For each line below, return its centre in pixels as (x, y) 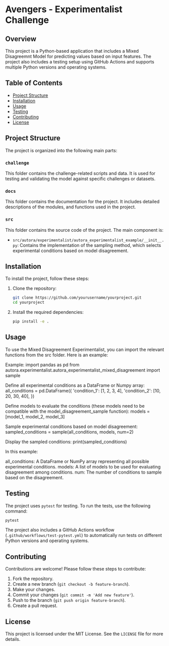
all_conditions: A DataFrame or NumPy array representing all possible (77, 461)
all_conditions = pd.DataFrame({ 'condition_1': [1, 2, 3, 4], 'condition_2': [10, (83, 390)
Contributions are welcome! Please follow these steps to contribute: (76, 569)
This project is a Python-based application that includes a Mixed (72, 51)
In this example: (22, 451)
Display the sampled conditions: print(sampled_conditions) (66, 442)
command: (16, 511)
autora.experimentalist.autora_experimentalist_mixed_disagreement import (83, 370)
